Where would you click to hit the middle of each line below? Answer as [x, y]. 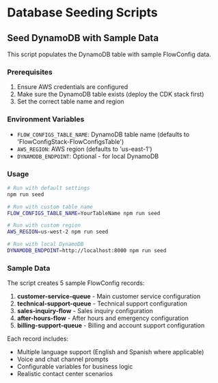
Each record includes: [38, 339]
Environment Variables [46, 119]
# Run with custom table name [50, 207]
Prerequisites [30, 72]
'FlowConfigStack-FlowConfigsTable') [70, 141]
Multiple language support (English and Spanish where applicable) [110, 352]
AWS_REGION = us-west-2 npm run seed [58, 232]
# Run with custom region [44, 225]
